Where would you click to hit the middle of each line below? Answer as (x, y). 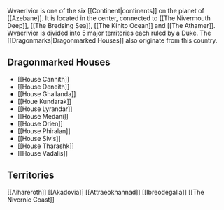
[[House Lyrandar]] (45, 109)
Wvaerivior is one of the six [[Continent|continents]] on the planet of (106, 11)
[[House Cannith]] (43, 79)
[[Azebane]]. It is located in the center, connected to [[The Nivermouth (109, 18)
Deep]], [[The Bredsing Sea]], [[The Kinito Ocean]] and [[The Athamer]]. (111, 25)
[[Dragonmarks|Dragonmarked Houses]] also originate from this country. (112, 40)
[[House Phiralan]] (44, 131)
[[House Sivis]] (39, 138)
